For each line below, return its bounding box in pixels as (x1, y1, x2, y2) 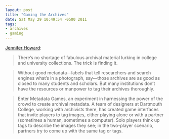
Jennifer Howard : (5, 45, 41, 51)
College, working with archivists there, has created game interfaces (17, 107, 159, 112)
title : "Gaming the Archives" (5, 12, 69, 17)
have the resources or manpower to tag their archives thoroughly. (17, 86, 155, 91)
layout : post (5, 7, 33, 13)
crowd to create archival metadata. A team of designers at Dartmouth (17, 101, 162, 107)
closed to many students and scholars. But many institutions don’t (17, 80, 155, 86)
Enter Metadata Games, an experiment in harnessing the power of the (17, 96, 163, 102)
